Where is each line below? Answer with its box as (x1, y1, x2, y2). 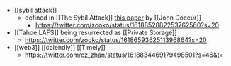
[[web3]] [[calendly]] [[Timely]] (13, 44, 106, 51)
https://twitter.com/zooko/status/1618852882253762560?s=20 (35, 21, 220, 29)
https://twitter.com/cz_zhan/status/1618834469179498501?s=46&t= (24, 51, 224, 59)
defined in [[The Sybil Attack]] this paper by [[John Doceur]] (24, 13, 202, 22)
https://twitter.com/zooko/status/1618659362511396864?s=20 (24, 36, 207, 44)
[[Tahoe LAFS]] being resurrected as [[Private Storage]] (13, 28, 177, 37)
